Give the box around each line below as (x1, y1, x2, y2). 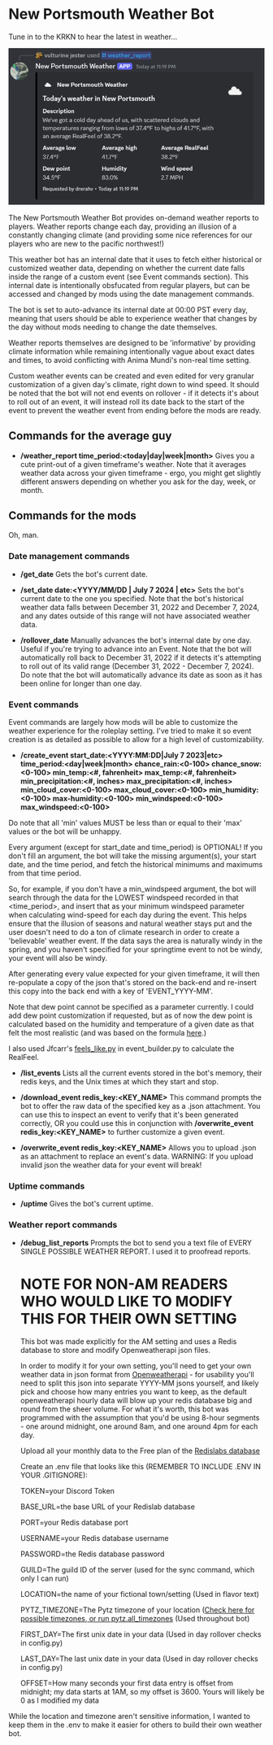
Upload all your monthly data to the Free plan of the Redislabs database (19, 1446, 261, 1455)
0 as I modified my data (19, 1695, 100, 1705)
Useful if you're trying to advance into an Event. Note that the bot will (19, 643, 252, 653)
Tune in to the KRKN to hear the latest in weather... (8, 32, 177, 41)
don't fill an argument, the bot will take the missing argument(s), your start (8, 851, 257, 861)
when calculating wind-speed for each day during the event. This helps (8, 910, 248, 920)
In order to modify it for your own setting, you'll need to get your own (19, 1360, 252, 1371)
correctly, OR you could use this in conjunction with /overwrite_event (19, 1119, 254, 1128)
